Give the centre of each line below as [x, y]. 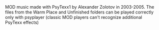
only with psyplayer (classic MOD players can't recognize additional [74, 17]
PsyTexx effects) [22, 22]
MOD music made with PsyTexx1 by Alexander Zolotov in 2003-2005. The [80, 7]
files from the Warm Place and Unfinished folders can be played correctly [79, 12]
